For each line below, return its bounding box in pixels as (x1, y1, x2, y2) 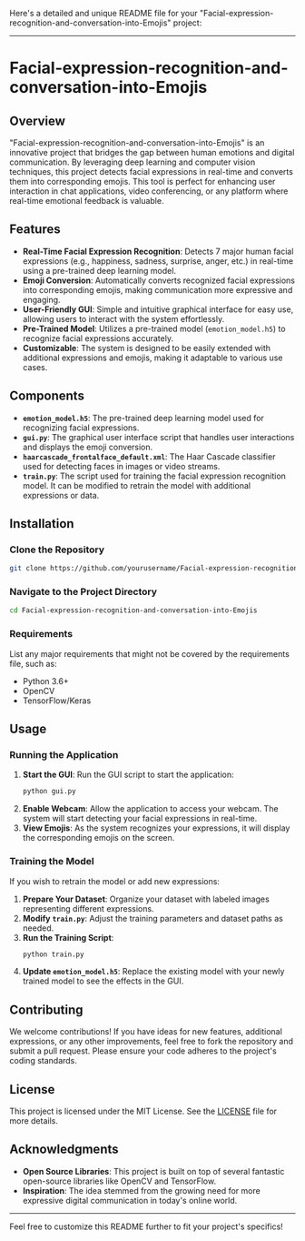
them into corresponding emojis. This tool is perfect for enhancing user (9, 177, 276, 187)
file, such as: (9, 658, 57, 669)
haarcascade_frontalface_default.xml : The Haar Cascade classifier (22, 450, 276, 462)
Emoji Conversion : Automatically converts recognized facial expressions (22, 275, 296, 286)
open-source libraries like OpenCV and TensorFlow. (22, 1175, 216, 1186)
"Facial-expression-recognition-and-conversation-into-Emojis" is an (9, 137, 265, 148)
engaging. (22, 294, 61, 305)
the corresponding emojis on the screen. (22, 832, 175, 843)
